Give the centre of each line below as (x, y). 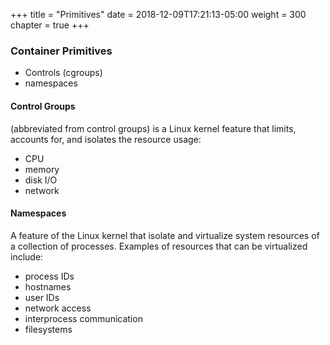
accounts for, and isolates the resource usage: (106, 139)
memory (42, 169)
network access (58, 308)
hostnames (48, 286)
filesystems (48, 329)
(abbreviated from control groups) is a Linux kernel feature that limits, (153, 128)
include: (27, 256)
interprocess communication (83, 318)
